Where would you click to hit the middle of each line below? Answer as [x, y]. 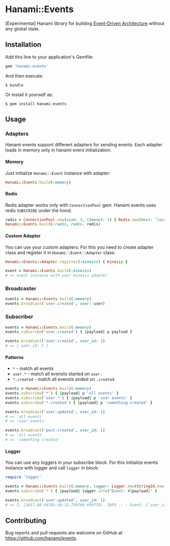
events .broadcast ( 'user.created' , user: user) [55, 304]
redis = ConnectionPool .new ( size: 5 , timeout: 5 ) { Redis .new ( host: [79, 220]
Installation [23, 45]
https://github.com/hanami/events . [41, 538]
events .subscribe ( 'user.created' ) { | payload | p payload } [69, 332]
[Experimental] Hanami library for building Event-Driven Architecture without [85, 23]
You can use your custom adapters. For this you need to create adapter [79, 247]
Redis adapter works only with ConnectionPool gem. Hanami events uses [81, 205]
